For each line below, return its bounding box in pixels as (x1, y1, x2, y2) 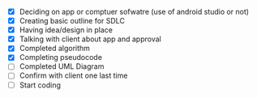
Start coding (19, 80, 62, 90)
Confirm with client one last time (19, 70, 128, 80)
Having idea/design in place (19, 25, 113, 35)
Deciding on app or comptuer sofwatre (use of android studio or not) (19, 7, 249, 16)
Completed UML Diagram (19, 62, 105, 71)
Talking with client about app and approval (19, 34, 161, 44)
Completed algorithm (19, 44, 91, 53)
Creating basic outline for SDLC (19, 16, 125, 26)
